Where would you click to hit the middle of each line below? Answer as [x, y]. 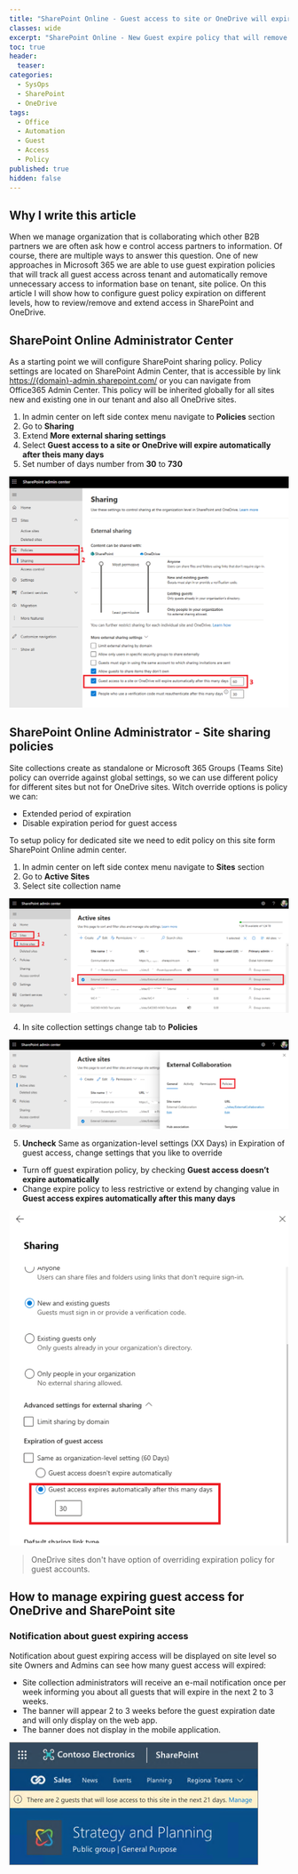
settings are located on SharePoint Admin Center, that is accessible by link [145, 371]
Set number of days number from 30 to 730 [102, 464]
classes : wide [35, 28]
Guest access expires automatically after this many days [129, 1198]
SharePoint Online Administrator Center [122, 340]
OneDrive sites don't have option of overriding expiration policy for [153, 1559]
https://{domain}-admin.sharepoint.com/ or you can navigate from [130, 381]
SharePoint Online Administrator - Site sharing [140, 732]
